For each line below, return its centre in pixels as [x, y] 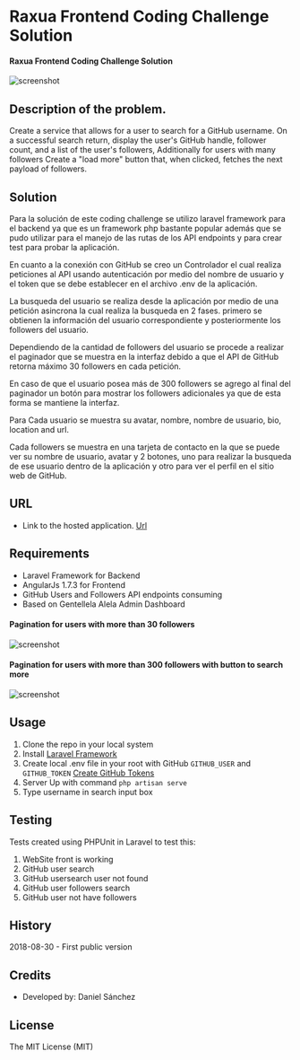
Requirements [49, 554]
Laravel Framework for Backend [81, 575]
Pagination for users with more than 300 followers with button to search [146, 665]
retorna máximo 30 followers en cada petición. [95, 366]
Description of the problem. [88, 109]
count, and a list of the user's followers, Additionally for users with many [142, 150]
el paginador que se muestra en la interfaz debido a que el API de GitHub [144, 357]
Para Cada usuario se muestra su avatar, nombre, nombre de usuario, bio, [146, 420]
